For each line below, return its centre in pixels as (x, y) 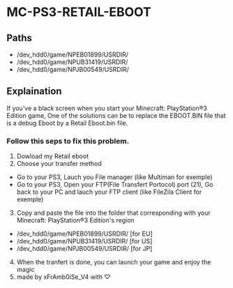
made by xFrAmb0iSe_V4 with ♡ (63, 277)
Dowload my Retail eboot (52, 156)
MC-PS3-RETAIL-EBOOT (79, 12)
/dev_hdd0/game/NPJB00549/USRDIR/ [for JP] (84, 249)
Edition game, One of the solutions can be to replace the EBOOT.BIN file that (116, 115)
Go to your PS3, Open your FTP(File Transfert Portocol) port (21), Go (115, 185)
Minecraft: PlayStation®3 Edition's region (75, 220)
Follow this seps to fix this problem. (68, 141)
